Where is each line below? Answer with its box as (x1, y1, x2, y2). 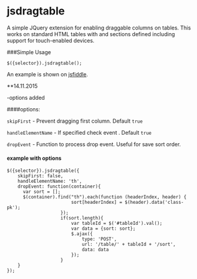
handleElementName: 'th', (17, 179, 83, 185)
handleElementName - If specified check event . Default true (7, 129, 152, 136)
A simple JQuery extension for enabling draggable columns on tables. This (7, 24, 191, 31)
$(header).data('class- (124, 200, 184, 206)
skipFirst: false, (17, 173, 63, 179)
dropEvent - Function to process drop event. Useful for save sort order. (7, 140, 181, 148)
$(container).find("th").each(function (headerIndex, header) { (22, 194, 187, 200)
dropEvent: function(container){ (17, 183, 101, 190)
